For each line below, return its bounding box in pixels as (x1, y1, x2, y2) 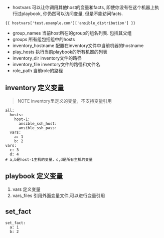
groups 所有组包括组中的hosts (12, 37, 75, 42)
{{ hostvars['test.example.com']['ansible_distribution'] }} (5, 21, 136, 26)
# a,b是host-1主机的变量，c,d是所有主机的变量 (5, 157, 93, 162)
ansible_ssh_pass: (18, 125, 57, 130)
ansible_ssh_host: (18, 121, 57, 126)
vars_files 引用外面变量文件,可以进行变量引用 (12, 192, 105, 198)
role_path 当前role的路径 (12, 68, 63, 74)
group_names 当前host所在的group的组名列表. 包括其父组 (12, 30, 132, 36)
